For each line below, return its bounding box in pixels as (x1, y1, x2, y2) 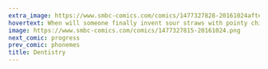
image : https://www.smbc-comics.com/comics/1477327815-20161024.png (8, 26, 241, 34)
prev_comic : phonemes (8, 41, 81, 49)
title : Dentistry (8, 48, 66, 56)
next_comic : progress (8, 33, 81, 42)
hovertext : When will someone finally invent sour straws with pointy (8, 19, 248, 27)
